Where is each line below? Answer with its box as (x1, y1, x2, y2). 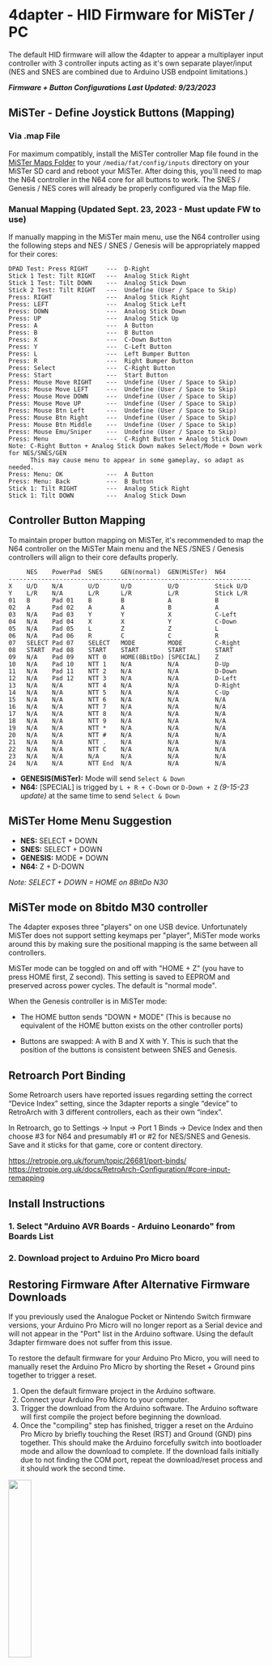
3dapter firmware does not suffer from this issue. (8, 1338, 172, 1348)
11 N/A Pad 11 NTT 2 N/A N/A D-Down (8, 667, 237, 675)
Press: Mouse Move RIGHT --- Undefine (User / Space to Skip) (8, 378, 237, 386)
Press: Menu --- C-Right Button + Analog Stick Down (8, 435, 249, 443)
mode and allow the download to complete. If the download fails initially (19, 1447, 259, 1456)
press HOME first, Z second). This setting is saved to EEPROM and (8, 972, 231, 982)
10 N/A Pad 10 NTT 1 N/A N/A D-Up (8, 660, 230, 668)
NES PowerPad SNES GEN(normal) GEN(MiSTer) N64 (26, 568, 227, 576)
